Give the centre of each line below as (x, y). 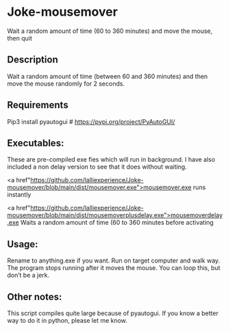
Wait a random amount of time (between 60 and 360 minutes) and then (107, 76)
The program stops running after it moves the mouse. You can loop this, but (114, 268)
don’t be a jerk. (28, 275)
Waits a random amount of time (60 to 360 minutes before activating (117, 223)
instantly (19, 195)
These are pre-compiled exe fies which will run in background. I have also (111, 160)
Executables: (36, 143)
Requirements (38, 105)
